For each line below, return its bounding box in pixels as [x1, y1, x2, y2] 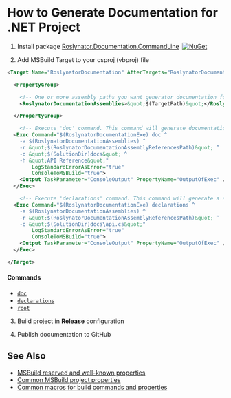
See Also [7, 350, 46, 362]
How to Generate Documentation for [7, 5, 219, 21]
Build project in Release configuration [16, 317, 124, 325]
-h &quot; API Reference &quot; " [19, 157, 109, 164]
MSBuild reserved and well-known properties [16, 368, 146, 377]
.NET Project [7, 19, 81, 35]
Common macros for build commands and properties [16, 383, 168, 391]
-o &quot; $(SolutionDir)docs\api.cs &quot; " [19, 220, 146, 228]
